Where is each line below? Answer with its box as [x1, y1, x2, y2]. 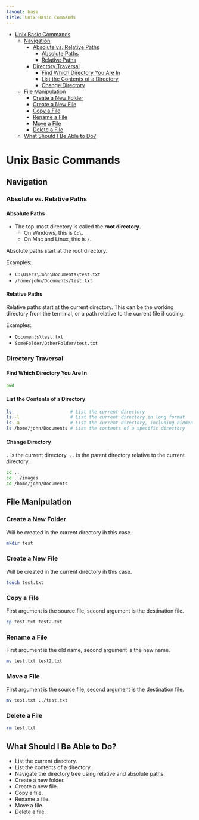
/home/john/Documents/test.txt [14, 278, 93, 284]
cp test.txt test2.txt [6, 619, 63, 625]
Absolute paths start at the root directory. [6, 247, 108, 255]
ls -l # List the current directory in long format [6, 414, 185, 420]
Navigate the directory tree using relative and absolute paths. [14, 770, 166, 778]
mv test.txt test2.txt [6, 658, 63, 664]
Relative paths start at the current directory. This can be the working [6, 304, 174, 311]
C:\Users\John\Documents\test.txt [14, 271, 101, 278]
